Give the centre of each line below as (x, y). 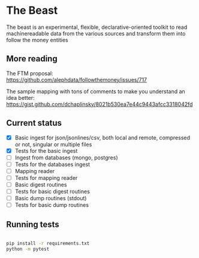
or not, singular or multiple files (53, 144)
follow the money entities (37, 40)
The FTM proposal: (30, 73)
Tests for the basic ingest (46, 150)
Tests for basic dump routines (52, 205)
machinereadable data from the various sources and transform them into (96, 33)
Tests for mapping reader (46, 177)
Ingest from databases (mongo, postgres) (66, 158)
